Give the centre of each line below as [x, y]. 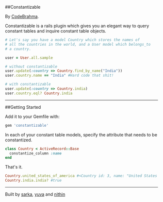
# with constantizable [28, 84]
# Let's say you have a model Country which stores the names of [72, 40]
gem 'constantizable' [27, 125]
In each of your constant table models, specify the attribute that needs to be [81, 135]
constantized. [19, 140]
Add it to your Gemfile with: [32, 117]
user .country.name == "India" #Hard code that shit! [59, 76]
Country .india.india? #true [33, 181]
